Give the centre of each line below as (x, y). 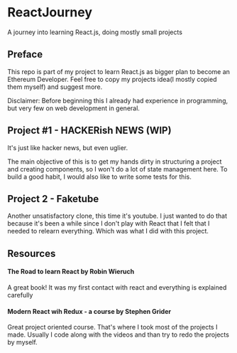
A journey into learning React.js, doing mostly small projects (95, 32)
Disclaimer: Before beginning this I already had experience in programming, (118, 100)
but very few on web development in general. (74, 108)
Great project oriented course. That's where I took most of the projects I (112, 327)
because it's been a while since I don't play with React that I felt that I (109, 223)
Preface (25, 54)
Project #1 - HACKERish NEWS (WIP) (89, 131)
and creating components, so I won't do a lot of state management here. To (117, 169)
